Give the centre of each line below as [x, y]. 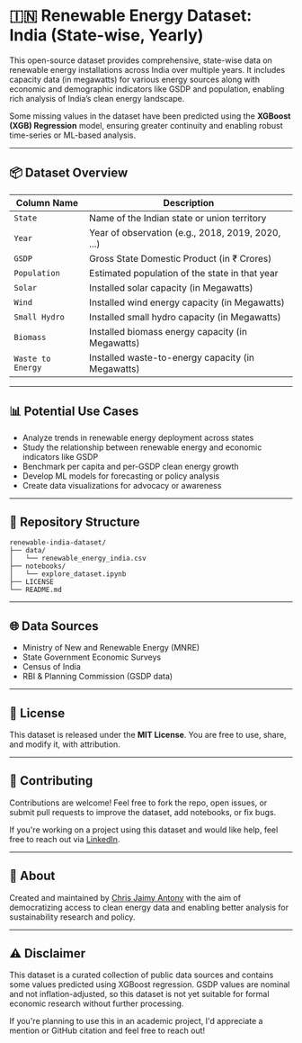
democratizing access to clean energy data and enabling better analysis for [149, 907]
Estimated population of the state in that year [184, 273]
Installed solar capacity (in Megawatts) [171, 287]
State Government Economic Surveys [92, 657]
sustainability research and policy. [72, 917]
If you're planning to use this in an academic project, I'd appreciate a [136, 1021]
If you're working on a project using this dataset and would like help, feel [144, 830]
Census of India [51, 667]
